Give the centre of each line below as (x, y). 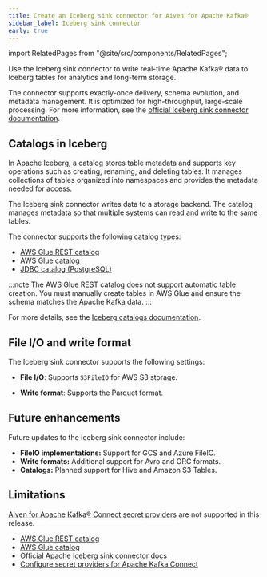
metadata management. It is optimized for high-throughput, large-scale (126, 102)
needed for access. (40, 188)
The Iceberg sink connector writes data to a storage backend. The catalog (131, 204)
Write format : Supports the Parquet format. (92, 393)
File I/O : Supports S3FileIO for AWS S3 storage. (99, 377)
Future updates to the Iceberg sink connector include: (97, 437)
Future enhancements (64, 418)
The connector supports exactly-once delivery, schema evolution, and (124, 93)
